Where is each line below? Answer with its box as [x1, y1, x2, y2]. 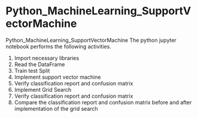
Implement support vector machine [14, 73, 101, 80]
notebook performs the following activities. [5, 43, 112, 50]
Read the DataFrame [14, 61, 65, 68]
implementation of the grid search [14, 105, 98, 112]
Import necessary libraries [14, 54, 80, 61]
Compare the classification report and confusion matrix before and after [14, 98, 192, 105]
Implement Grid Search [14, 86, 72, 93]
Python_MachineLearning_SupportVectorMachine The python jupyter [5, 36, 177, 44]
